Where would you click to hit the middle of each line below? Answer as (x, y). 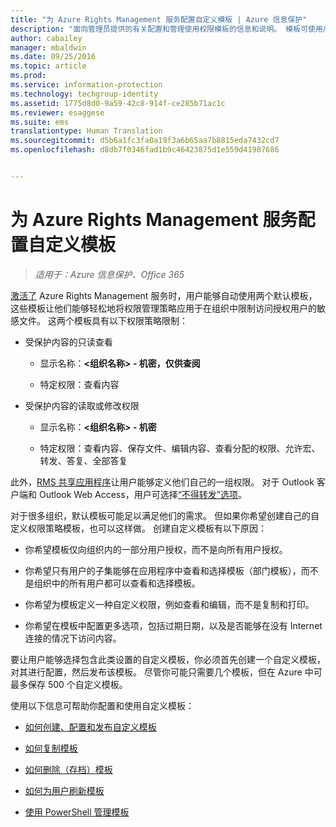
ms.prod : (28, 76)
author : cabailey (46, 38)
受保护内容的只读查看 (68, 342)
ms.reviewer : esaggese (57, 112)
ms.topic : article (48, 66)
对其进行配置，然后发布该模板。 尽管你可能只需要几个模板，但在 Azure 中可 (166, 672)
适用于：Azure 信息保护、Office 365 (109, 274)
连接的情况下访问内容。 (73, 638)
